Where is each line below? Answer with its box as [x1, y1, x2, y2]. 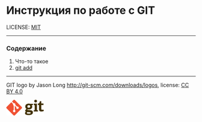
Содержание [6, 44, 47, 52]
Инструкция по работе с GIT [6, 4, 155, 17]
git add [14, 64, 33, 72]
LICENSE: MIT [6, 23, 41, 31]
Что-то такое [14, 58, 49, 65]
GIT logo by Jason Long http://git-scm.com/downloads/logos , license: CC [6, 82, 189, 89]
